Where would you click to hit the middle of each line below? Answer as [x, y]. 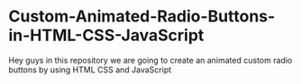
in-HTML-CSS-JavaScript [106, 35]
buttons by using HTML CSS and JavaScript [90, 70]
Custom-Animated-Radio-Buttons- [142, 17]
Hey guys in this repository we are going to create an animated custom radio [150, 60]
